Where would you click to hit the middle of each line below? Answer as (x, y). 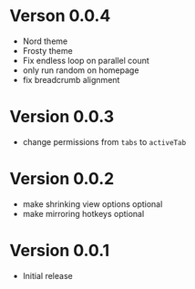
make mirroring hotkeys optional (83, 213)
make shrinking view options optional (92, 204)
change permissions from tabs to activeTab (104, 141)
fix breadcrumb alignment (71, 79)
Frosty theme (47, 50)
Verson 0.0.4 (60, 16)
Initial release (47, 275)
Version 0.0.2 (62, 179)
